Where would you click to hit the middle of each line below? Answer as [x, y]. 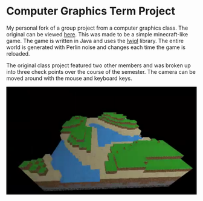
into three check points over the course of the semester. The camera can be [101, 71]
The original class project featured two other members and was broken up [99, 65]
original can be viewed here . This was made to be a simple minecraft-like [97, 34]
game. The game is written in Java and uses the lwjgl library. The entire [95, 41]
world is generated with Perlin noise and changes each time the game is [96, 47]
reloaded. [18, 53]
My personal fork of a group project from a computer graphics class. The [97, 28]
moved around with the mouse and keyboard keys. [69, 78]
